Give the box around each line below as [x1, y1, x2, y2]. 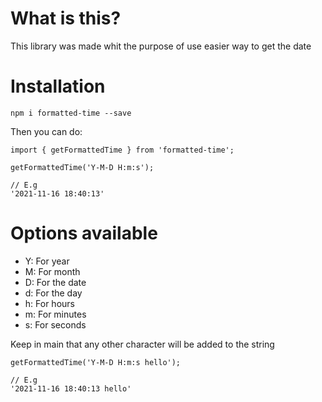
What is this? [10, 7, 122, 30]
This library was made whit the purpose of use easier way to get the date [10, 40, 312, 52]
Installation [10, 75, 106, 98]
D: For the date [24, 276, 87, 288]
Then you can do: [10, 125, 83, 137]
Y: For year [24, 255, 70, 267]
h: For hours [24, 297, 75, 309]
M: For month [24, 265, 81, 277]
